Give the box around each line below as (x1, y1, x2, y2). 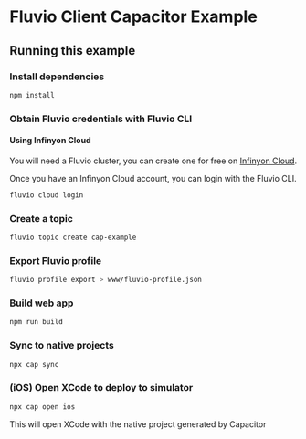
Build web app (9, 297, 74, 309)
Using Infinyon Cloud (9, 135, 91, 146)
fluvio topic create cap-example (9, 233, 137, 243)
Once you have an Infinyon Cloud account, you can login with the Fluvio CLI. (9, 172, 297, 183)
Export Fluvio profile (9, 254, 102, 267)
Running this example (9, 43, 136, 58)
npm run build (9, 318, 64, 327)
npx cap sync (9, 360, 59, 369)
